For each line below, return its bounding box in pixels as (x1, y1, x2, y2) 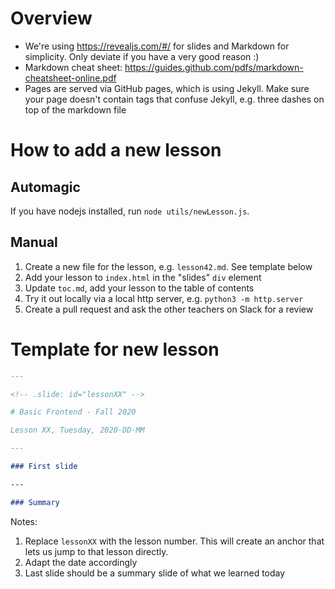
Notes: (10, 515, 38, 527)
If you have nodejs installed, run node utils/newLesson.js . (10, 205, 250, 217)
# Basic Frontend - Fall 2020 (10, 407, 137, 417)
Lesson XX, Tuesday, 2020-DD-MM (10, 425, 145, 436)
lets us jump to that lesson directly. (24, 545, 169, 557)
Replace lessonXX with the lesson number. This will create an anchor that (24, 535, 325, 547)
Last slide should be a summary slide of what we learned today (24, 567, 286, 579)
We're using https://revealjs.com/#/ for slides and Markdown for (24, 40, 290, 52)
